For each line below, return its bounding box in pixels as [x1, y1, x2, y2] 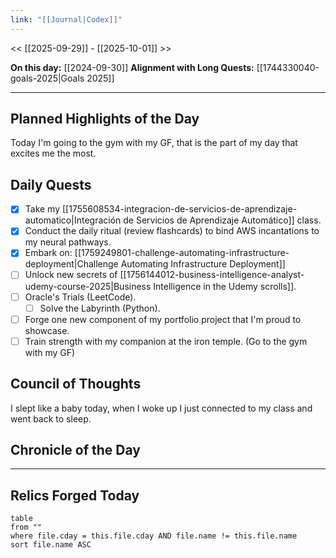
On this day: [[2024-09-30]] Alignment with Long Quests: [10, 61, 255, 73]
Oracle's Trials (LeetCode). [24, 291, 137, 303]
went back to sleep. [10, 412, 92, 425]
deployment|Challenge [24, 258, 119, 270]
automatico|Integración [24, 214, 122, 226]
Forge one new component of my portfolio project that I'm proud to [24, 313, 302, 325]
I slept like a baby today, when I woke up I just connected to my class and [10, 402, 313, 414]
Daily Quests [10, 176, 92, 193]
